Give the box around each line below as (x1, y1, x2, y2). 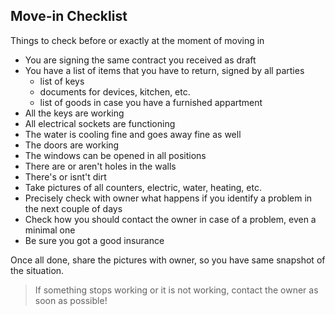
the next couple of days (24, 202, 123, 214)
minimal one (24, 224, 76, 236)
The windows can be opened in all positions (24, 149, 207, 161)
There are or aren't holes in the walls (24, 160, 177, 172)
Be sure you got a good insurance (24, 234, 165, 246)
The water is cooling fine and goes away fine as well (24, 128, 242, 140)
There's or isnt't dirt (24, 170, 107, 183)
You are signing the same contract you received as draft (24, 54, 257, 66)
